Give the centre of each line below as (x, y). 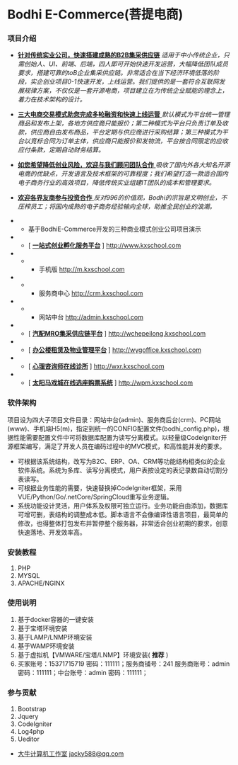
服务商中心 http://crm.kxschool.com (91, 293)
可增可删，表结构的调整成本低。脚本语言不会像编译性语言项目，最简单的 (123, 514)
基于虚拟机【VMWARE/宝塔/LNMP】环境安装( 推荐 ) (93, 655)
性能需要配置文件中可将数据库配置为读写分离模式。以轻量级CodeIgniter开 (120, 437)
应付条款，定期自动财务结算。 (61, 150)
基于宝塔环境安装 (42, 628)
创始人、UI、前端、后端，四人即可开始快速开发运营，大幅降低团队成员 (126, 64)
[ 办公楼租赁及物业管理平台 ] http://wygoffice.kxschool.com (115, 350)
